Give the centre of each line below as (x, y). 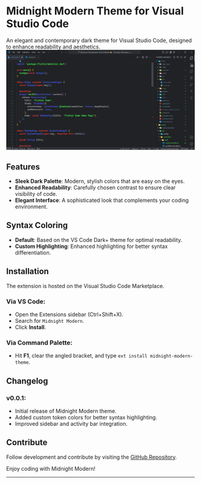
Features (23, 167)
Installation (28, 272)
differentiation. (33, 252)
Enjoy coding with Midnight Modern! (51, 468)
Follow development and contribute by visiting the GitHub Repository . (92, 457)
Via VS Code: (26, 301)
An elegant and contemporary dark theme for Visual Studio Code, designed (99, 40)
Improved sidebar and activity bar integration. (71, 423)
